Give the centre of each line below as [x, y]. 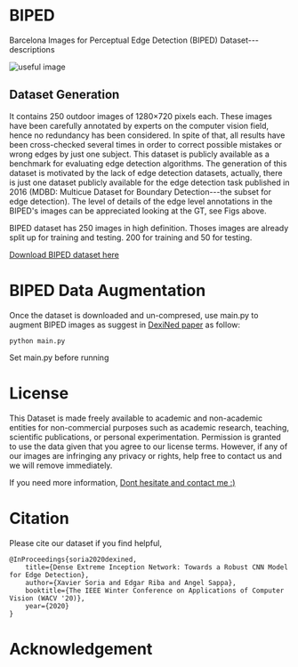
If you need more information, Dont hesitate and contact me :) [122, 482]
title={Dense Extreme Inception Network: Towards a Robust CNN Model [157, 567]
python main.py [37, 341]
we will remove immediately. [61, 465]
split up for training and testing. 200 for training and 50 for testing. [131, 237]
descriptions [32, 49]
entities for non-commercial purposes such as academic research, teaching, [149, 427]
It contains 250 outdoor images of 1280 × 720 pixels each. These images [141, 116]
